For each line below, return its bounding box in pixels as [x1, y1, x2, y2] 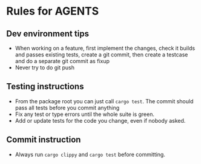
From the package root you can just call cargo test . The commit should [15, 97, 194, 104]
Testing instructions [6, 81, 84, 92]
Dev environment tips [6, 29, 90, 39]
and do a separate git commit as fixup [15, 58, 110, 64]
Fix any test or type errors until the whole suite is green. [15, 111, 154, 118]
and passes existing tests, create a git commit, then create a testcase [15, 51, 188, 58]
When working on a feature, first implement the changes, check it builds [15, 44, 196, 52]
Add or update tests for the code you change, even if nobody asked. [15, 117, 186, 124]
